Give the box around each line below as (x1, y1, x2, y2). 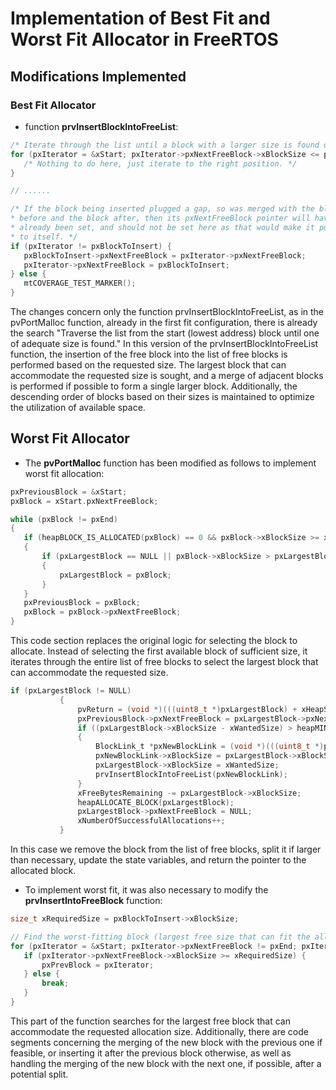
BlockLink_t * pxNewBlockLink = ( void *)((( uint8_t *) (95, 742, 325, 752)
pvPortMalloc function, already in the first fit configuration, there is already (10, 317, 318, 328)
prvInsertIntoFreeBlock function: (24, 895, 163, 907)
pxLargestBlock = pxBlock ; (59, 570, 172, 580)
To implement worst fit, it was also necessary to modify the (24, 884, 269, 896)
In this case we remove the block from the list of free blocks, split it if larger (10, 843, 322, 856)
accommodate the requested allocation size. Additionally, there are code (10, 1025, 309, 1037)
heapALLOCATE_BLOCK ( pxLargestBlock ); (77, 797, 235, 807)
